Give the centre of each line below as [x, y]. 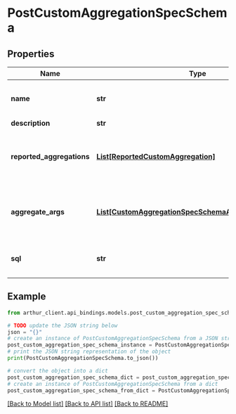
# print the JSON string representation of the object [89, 352]
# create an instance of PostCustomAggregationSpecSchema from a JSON [113, 339]
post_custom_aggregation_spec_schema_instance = [80, 345]
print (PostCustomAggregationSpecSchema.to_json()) [83, 358]
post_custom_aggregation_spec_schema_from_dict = [81, 390]
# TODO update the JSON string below [63, 325]
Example [27, 297]
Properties [31, 54]
